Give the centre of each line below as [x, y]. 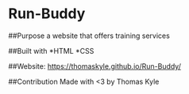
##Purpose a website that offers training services [89, 36]
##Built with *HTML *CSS [51, 51]
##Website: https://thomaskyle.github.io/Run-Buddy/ [94, 66]
